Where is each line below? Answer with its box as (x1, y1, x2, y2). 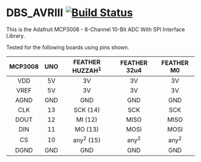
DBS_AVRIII (6, 6, 63, 20)
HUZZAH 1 (72, 65, 102, 75)
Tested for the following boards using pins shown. (6, 44, 130, 51)
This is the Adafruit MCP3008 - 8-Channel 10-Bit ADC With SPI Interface (6, 26, 185, 33)
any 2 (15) (72, 135, 101, 145)
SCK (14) (74, 106, 100, 114)
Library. (6, 32, 25, 39)
